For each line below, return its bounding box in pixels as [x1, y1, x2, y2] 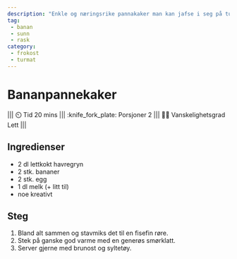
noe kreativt [17, 190, 53, 198]
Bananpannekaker [7, 86, 117, 102]
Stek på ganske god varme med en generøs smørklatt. [17, 236, 176, 245]
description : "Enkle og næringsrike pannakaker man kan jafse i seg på [7, 10, 222, 18]
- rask [10, 37, 30, 44]
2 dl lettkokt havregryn [17, 159, 84, 168]
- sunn [10, 30, 30, 37]
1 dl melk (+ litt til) [17, 182, 69, 191]
